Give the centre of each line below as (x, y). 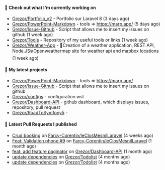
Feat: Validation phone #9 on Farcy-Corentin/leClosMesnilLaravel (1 (82, 140)
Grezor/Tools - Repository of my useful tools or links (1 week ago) (80, 40)
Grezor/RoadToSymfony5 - (40, 113)
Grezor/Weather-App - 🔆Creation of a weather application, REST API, (84, 45)
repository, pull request (36, 107)
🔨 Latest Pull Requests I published (41, 124)
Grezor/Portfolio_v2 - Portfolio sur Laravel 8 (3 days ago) (70, 19)
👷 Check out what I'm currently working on (50, 8)
